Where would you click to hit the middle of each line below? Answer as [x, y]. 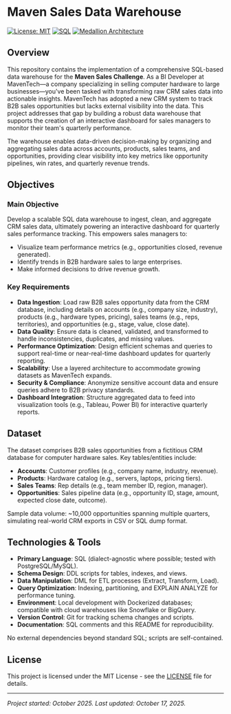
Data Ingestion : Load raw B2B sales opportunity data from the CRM [113, 302]
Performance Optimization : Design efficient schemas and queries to [115, 346]
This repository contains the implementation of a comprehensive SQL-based [115, 69]
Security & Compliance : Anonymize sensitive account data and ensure [118, 382]
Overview [29, 53]
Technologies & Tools [54, 542]
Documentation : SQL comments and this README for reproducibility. [115, 624]
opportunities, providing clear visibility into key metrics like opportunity [108, 156]
